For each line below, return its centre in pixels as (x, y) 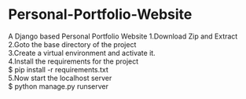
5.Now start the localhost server (60, 78)
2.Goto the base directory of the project (72, 44)
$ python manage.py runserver (58, 86)
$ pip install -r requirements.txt (58, 69)
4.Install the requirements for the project (73, 61)
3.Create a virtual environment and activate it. (82, 53)
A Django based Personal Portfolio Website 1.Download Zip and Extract (123, 36)
